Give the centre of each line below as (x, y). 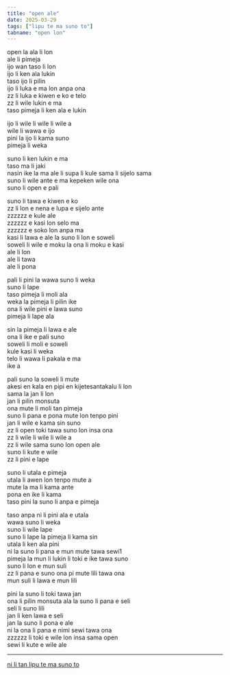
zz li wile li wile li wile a (39, 438)
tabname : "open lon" (37, 33)
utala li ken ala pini (33, 544)
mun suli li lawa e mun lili (42, 580)
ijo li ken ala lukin (31, 74)
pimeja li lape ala (31, 317)
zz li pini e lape (28, 459)
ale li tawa (21, 259)
